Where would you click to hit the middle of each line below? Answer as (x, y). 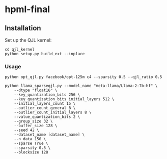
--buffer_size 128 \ (36, 126)
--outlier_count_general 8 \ (45, 108)
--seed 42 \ (26, 130)
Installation (23, 28)
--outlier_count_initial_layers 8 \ (53, 112)
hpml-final (27, 9)
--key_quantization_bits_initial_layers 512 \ (64, 99)
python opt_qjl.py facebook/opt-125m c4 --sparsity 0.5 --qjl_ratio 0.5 (83, 77)
